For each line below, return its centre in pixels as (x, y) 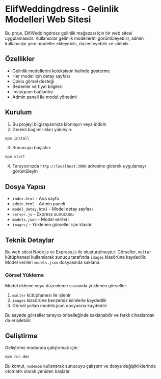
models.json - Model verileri (40, 219)
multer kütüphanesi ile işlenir (41, 295)
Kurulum (19, 112)
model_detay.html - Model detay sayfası (53, 209)
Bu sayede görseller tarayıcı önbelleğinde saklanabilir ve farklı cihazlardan (80, 315)
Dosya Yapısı (25, 187)
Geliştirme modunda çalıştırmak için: (42, 348)
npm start (15, 157)
